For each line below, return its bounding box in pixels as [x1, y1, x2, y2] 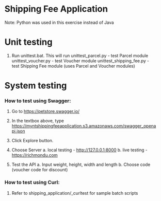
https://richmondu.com [11, 152, 58, 158]
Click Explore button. [11, 138, 54, 144]
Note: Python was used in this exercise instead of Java [4, 19, 114, 25]
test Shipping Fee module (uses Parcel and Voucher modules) [11, 63, 135, 69]
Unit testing [4, 37, 53, 48]
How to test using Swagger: [4, 97, 71, 104]
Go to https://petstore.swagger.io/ [11, 109, 80, 114]
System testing [4, 80, 67, 91]
